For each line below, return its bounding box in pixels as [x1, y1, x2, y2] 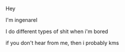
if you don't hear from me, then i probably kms [5, 40, 119, 46]
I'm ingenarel [5, 17, 38, 23]
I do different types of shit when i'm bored [5, 28, 108, 35]
